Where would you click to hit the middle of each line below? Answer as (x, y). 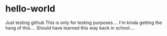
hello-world (30, 9)
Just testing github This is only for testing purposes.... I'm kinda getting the (84, 22)
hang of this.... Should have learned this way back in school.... (70, 27)
